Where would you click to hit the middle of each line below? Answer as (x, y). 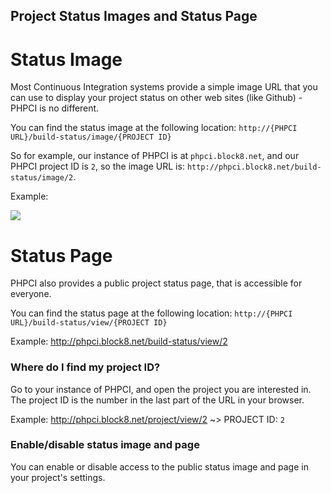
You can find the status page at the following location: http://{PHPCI (151, 313)
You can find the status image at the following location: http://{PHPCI (154, 128)
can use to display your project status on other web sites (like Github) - (156, 98)
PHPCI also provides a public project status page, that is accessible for (156, 283)
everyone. (31, 294)
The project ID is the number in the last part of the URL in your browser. (157, 400)
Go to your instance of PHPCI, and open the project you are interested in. (161, 389)
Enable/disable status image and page (105, 445)
